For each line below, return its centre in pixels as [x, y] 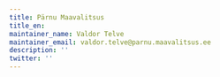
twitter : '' [31, 58]
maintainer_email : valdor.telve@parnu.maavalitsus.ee [110, 42]
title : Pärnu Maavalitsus [57, 17]
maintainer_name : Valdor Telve [67, 34]
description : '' [39, 50]
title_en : [27, 26]
